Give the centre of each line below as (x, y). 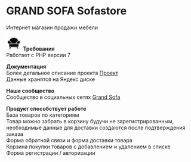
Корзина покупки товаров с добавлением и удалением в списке (89, 147)
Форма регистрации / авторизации (51, 152)
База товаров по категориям (43, 115)
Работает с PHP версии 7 (38, 55)
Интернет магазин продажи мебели (52, 27)
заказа (15, 134)
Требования (39, 48)
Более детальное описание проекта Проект (62, 73)
